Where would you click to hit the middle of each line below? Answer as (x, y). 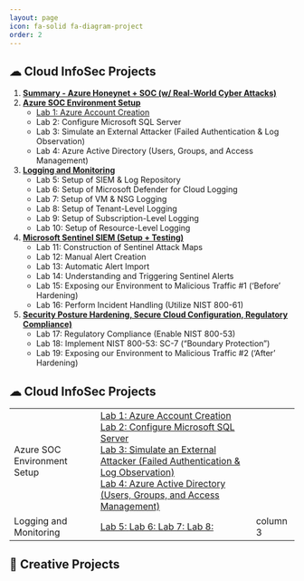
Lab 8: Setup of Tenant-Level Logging (107, 208)
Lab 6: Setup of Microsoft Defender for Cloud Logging (137, 189)
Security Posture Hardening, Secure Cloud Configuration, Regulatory (155, 315)
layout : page (34, 18)
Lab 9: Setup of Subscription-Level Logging (117, 218)
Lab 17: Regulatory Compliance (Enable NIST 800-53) (136, 334)
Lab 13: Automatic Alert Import (93, 266)
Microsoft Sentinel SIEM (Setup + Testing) (103, 237)
